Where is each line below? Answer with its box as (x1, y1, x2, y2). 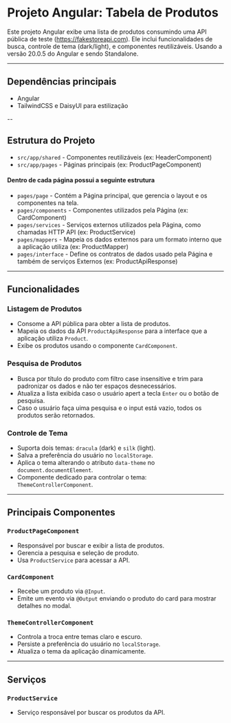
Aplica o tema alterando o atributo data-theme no (16, 459, 155, 467)
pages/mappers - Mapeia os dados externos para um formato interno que (16, 235, 222, 244)
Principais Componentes (7, 507, 115, 519)
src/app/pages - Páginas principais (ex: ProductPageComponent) (16, 160, 201, 169)
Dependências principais (7, 76, 117, 87)
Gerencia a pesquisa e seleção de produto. (16, 548, 140, 557)
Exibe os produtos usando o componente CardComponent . (16, 342, 177, 350)
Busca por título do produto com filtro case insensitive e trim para (16, 374, 203, 382)
